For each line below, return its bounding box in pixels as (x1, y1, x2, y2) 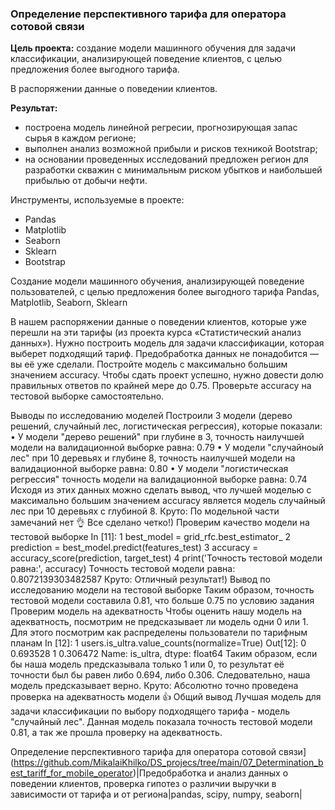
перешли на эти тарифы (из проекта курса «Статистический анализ (10, 327, 302, 339)
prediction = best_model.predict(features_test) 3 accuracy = (10, 542, 259, 554)
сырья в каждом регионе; (24, 132, 137, 144)
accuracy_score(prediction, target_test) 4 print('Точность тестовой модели (10, 552, 323, 564)
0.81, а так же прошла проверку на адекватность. (10, 727, 223, 739)
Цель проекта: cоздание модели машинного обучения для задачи (10, 42, 297, 54)
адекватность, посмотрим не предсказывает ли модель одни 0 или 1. (10, 616, 309, 628)
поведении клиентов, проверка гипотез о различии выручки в (10, 778, 277, 790)
